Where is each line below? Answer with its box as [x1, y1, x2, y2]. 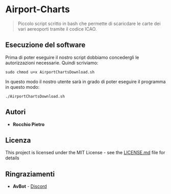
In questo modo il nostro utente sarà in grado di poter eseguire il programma [5, 78, 166, 85]
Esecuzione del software [5, 41, 86, 50]
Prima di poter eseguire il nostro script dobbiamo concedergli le [5, 54, 139, 60]
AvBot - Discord [12, 183, 47, 189]
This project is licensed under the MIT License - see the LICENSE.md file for [5, 150, 165, 156]
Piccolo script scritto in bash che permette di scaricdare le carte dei [17, 20, 161, 27]
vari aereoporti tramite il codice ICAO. [17, 26, 97, 32]
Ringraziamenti [5, 169, 55, 178]
